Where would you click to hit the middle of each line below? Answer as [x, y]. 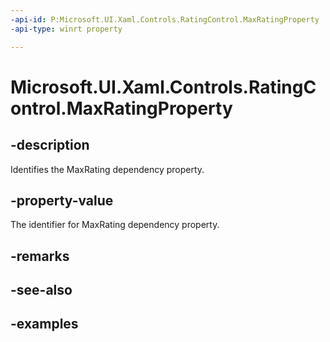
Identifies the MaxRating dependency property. [107, 169]
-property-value [62, 200]
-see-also [41, 290]
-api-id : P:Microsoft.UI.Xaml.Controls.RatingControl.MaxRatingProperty [165, 19]
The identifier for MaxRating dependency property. [115, 225]
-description [50, 145]
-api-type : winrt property [66, 29]
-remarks [40, 256]
